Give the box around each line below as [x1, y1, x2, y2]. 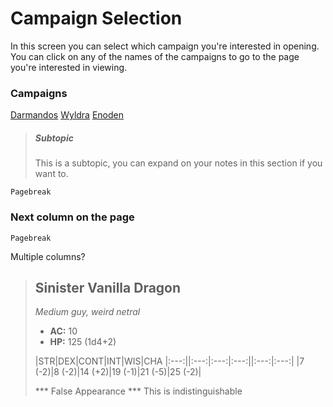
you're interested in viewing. [10, 61, 128, 73]
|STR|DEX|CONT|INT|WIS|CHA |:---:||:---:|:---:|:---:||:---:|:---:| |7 [34, 355, 305, 367]
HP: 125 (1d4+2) [49, 336, 117, 348]
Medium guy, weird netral [34, 306, 141, 318]
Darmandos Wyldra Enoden [10, 109, 125, 121]
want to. [34, 168, 69, 180]
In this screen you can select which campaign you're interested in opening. [10, 40, 320, 52]
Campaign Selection [10, 7, 183, 30]
